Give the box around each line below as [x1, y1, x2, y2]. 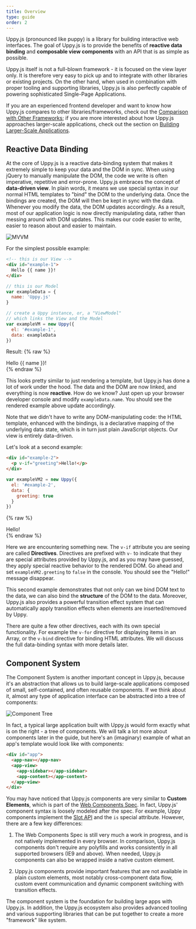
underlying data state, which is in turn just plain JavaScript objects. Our [6, 426, 178, 433]
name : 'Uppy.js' [11, 294, 51, 300]
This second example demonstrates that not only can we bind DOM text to [6, 586, 185, 593]
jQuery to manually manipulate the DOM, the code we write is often [6, 172, 168, 179]
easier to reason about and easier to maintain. [6, 222, 117, 229]
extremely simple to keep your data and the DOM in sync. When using [6, 166, 175, 173]
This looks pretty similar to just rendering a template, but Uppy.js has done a [6, 377, 190, 384]
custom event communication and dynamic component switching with [14, 880, 184, 887]
